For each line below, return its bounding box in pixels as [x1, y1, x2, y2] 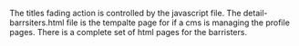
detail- [242, 8, 268, 18]
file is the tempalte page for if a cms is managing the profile [66, 17, 290, 28]
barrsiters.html [9, 17, 65, 28]
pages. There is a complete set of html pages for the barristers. [9, 27, 248, 37]
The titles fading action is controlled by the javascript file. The [9, 8, 242, 18]
